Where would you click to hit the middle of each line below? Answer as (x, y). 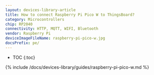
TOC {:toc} (24, 57)
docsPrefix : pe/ (22, 43)
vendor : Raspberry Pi (28, 33)
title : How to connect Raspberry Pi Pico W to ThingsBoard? (70, 15)
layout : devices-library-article (41, 10)
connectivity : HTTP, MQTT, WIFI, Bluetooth (52, 29)
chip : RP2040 (19, 24)
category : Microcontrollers (35, 19)
